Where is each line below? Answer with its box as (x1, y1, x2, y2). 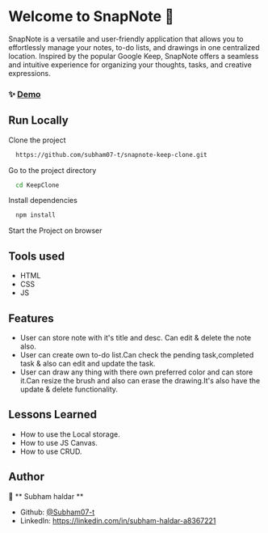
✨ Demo (8, 88, 41, 99)
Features (8, 311, 54, 325)
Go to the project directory (8, 165, 97, 175)
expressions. (8, 68, 51, 78)
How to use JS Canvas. (19, 438, 98, 447)
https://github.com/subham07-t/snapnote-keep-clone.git (15, 150, 207, 159)
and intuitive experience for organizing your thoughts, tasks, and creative (8, 60, 252, 70)
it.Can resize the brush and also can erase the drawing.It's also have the (19, 375, 261, 385)
